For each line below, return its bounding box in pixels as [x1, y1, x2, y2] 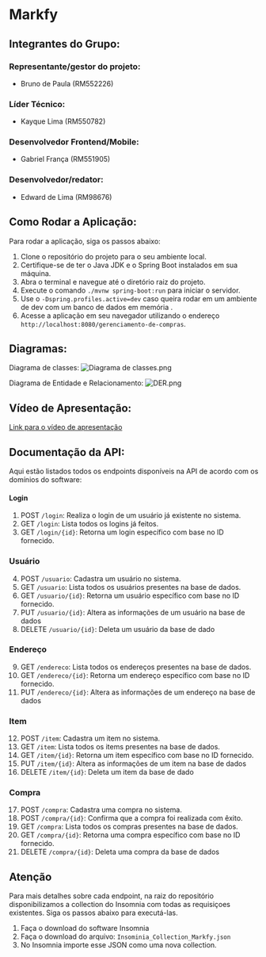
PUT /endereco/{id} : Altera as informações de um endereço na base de [20, 687, 256, 697]
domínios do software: [9, 475, 82, 484]
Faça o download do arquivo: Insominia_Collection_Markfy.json [20, 932, 231, 941]
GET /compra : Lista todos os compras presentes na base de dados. [20, 822, 238, 832]
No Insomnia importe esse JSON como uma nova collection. [20, 940, 217, 950]
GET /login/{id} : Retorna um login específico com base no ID [20, 527, 224, 537]
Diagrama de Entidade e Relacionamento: [9, 378, 144, 388]
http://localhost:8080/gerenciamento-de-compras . [20, 319, 187, 328]
